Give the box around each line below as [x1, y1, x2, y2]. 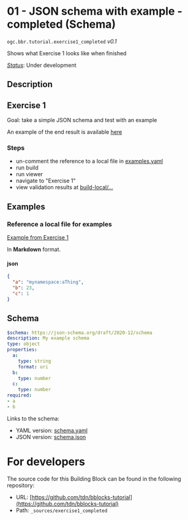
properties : [7, 347, 37, 353]
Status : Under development [7, 61, 77, 69]
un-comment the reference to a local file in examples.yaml [15, 158, 164, 165]
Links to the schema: [7, 414, 60, 422]
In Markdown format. [7, 246, 61, 253]
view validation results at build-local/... [15, 184, 113, 191]
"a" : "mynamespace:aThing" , [12, 279, 85, 285]
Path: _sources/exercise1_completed [15, 506, 108, 514]
